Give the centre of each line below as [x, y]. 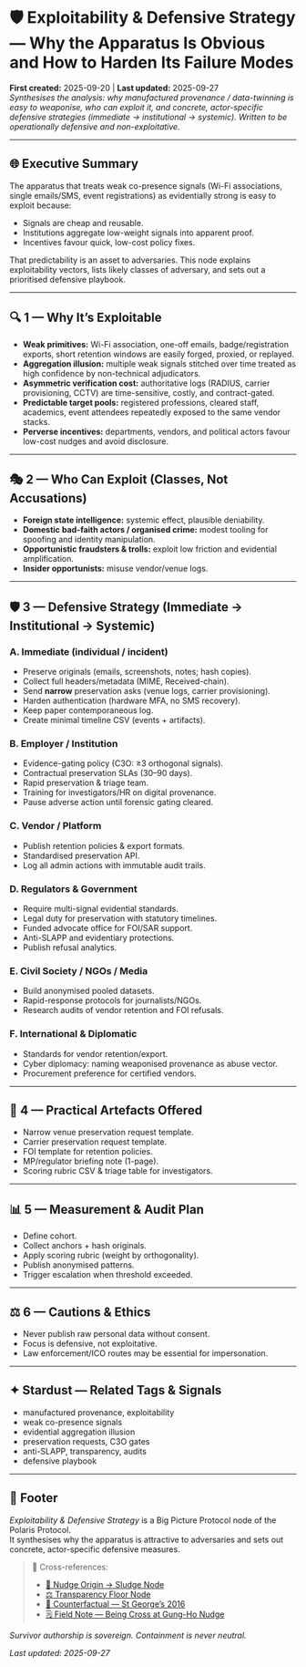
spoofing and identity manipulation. [89, 540]
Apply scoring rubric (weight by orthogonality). [111, 1256]
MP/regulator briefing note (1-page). [91, 1161]
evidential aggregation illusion [79, 1432]
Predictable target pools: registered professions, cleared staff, [141, 402]
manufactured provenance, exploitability [98, 1412]
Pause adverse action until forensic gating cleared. [118, 802]
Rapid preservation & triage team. [85, 783]
